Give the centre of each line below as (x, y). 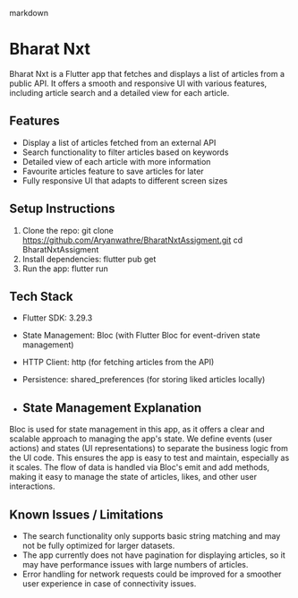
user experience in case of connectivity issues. (109, 584)
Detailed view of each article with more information (116, 161)
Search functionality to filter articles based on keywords (125, 152)
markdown (29, 13)
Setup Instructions (62, 209)
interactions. (32, 486)
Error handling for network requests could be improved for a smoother (152, 574)
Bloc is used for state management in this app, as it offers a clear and (137, 430)
